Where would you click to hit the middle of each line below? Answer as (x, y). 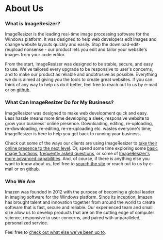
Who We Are (20, 181)
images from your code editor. (35, 55)
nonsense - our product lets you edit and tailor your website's (86, 49)
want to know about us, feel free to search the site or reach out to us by (77, 163)
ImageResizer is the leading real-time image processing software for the (77, 34)
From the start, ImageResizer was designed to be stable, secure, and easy (79, 64)
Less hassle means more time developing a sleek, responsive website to (77, 118)
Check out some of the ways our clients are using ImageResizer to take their (81, 143)
